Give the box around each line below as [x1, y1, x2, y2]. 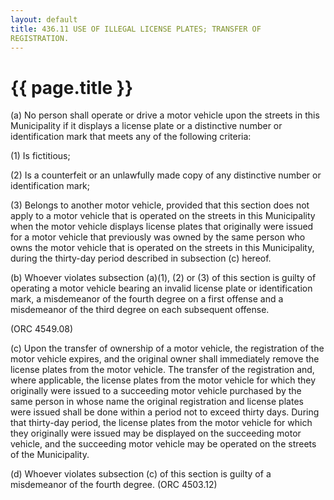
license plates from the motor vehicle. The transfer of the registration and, [10, 364, 315, 376]
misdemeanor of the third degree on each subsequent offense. [10, 304, 270, 316]
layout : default [10, 14, 78, 25]
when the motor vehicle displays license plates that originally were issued [10, 221, 314, 233]
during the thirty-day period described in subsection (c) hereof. [10, 252, 272, 265]
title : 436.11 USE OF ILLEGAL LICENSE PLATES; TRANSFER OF [10, 24, 262, 34]
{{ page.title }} [10, 76, 134, 99]
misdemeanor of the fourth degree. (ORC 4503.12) [10, 479, 218, 491]
